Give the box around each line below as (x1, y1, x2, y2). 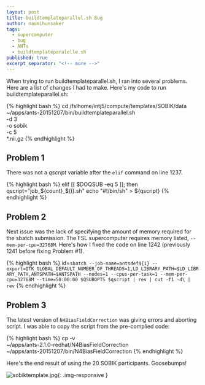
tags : (6, 26, 20, 33)
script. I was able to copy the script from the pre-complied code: (6, 322, 170, 330)
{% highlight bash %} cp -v (6, 334, 75, 341)
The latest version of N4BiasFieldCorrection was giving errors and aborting (6, 316, 197, 323)
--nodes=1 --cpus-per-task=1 (83, 271, 158, 278)
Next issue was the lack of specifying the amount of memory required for (6, 228, 192, 235)
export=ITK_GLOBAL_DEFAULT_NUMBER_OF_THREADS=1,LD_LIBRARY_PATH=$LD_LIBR (6, 266, 199, 272)
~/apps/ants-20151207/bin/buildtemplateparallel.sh (6, 109, 136, 116)
